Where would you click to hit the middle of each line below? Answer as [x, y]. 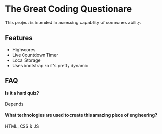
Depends [14, 104]
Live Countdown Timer [35, 55]
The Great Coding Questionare [69, 9]
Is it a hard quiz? [22, 93]
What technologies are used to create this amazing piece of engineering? [81, 115]
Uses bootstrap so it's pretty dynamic [50, 65]
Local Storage [26, 60]
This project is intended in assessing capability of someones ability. [73, 22]
